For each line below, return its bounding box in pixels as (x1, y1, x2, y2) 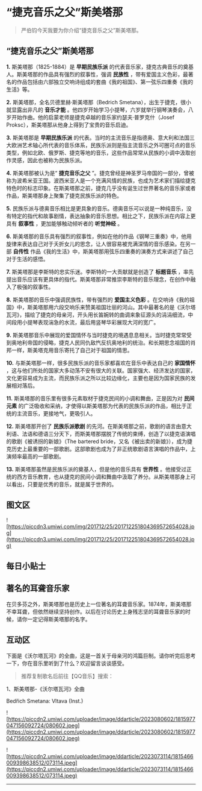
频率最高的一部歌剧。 (11, 453, 64, 460)
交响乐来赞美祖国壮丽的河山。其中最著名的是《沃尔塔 (64, 303, 196, 310)
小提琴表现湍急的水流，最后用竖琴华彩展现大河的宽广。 (22, 318, 159, 326)
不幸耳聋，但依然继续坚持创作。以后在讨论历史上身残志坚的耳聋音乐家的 (6, 608, 185, 615)
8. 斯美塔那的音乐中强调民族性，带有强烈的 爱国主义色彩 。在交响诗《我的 (6, 296, 190, 303)
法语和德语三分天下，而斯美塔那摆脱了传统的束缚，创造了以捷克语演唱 (22, 430, 196, 437)
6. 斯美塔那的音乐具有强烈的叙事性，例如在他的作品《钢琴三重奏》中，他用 (6, 233, 192, 240)
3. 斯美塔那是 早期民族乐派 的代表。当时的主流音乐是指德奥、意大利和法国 (6, 134, 190, 141)
